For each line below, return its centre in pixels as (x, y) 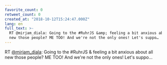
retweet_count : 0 (23, 14)
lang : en (14, 24)
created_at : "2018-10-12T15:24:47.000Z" (47, 19)
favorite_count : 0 (24, 10)
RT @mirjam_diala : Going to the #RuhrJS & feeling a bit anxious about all (79, 52)
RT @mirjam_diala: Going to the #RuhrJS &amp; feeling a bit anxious (83, 33)
